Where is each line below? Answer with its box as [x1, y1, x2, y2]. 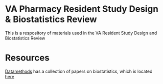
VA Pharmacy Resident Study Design [5, 3, 159, 15]
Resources [5, 52, 50, 63]
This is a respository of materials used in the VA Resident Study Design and [5, 30, 157, 36]
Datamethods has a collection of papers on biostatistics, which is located [5, 68, 153, 74]
